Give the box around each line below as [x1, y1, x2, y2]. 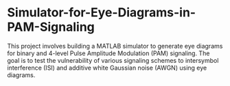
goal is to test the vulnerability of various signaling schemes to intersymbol [7, 56, 219, 64]
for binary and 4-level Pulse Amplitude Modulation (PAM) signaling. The [7, 49, 210, 57]
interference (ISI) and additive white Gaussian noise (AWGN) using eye [7, 63, 207, 72]
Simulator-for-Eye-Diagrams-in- [7, 5, 196, 20]
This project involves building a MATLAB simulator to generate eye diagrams [7, 42, 223, 50]
